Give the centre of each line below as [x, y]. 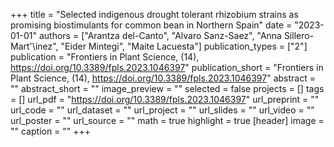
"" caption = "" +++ [51, 131]
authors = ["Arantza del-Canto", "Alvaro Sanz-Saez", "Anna [160, 35]
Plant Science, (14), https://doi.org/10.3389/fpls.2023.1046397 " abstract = [163, 78]
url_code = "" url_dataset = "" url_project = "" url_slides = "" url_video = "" [162, 110]
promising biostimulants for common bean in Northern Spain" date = [151, 25]
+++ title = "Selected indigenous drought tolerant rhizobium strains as [154, 14]
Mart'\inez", [34, 46]
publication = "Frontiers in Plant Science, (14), [105, 57]
